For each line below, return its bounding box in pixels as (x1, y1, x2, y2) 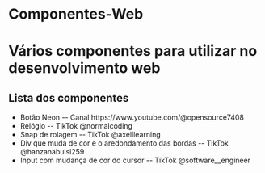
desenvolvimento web (8, 59, 161, 78)
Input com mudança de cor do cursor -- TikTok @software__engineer (19, 155, 251, 166)
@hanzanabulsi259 (19, 147, 85, 157)
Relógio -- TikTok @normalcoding (19, 121, 133, 131)
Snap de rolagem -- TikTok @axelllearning (19, 130, 162, 140)
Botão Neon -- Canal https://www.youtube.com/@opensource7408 (19, 112, 245, 122)
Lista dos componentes (8, 91, 129, 105)
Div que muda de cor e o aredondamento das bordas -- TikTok (19, 138, 229, 148)
